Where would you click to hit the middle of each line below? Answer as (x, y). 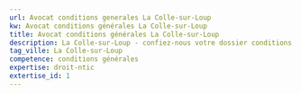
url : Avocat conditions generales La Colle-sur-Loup (110, 17)
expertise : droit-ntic (52, 68)
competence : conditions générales (74, 59)
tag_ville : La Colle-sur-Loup (66, 51)
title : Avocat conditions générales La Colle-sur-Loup (114, 34)
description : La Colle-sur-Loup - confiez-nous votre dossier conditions (151, 43)
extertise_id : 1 (40, 76)
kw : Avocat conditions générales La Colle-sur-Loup (108, 26)
